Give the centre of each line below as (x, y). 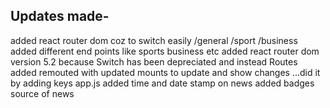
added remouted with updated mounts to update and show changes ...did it (165, 72)
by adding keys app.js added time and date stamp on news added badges (162, 83)
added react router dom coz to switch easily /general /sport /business (154, 40)
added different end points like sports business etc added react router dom (165, 51)
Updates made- (60, 16)
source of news (42, 93)
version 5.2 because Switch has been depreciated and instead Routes (154, 61)
